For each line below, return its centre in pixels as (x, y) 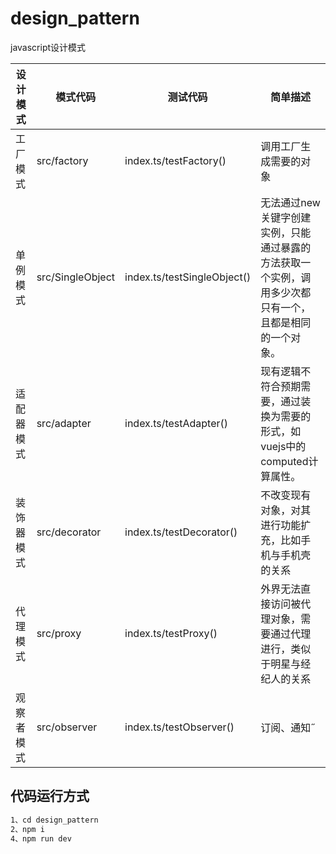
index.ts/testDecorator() (181, 532)
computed (284, 461)
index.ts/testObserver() (179, 727)
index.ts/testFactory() (175, 160)
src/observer (67, 727)
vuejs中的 (283, 446)
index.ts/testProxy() (171, 633)
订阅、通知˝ (288, 727)
